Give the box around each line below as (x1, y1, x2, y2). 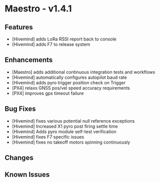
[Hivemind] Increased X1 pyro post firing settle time (11, 123, 118, 129)
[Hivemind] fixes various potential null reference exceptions (11, 118, 135, 124)
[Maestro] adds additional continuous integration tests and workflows (11, 69, 155, 75)
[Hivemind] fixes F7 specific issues (11, 134, 84, 140)
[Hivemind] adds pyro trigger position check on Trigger (11, 79, 126, 85)
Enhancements (4, 56, 53, 64)
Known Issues (4, 171, 50, 179)
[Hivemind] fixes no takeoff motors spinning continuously (11, 139, 130, 145)
